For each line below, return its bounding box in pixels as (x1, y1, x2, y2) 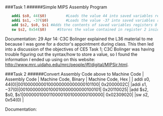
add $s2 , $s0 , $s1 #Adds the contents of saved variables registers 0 (11, 22, 158, 27)
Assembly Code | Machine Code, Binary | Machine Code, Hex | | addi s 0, (5, 76, 150, 82)
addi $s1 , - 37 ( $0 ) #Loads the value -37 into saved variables (11, 18, 155, 23)
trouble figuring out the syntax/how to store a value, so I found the (5, 51, 138, 57)
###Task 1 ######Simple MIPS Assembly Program (5, 4, 108, 10)
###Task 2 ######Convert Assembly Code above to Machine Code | (5, 71, 144, 77)
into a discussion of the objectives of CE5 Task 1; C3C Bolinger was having (5, 46, 155, 52)
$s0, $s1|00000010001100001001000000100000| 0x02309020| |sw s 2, (5, 92, 149, 98)
